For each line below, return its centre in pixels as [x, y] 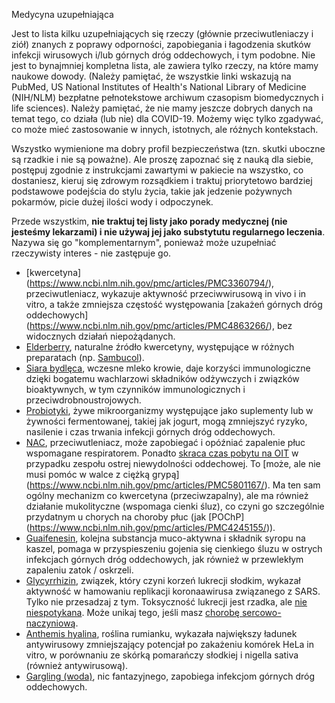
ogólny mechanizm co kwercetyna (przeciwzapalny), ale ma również [167, 495]
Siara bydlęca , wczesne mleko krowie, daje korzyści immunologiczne [168, 368]
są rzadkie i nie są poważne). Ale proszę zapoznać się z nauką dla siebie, [162, 159]
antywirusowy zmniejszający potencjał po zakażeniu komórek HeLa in [170, 644]
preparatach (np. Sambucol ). [85, 357]
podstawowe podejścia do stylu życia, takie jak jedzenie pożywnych [152, 191]
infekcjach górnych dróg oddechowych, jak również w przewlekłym [164, 559]
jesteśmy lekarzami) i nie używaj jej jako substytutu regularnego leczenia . [168, 232]
